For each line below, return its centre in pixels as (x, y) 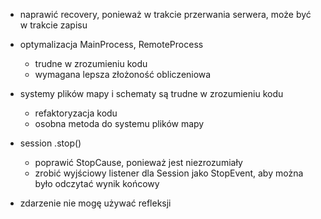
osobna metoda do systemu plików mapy (119, 123)
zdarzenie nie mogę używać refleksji (95, 203)
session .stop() (50, 143)
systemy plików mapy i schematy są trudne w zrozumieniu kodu (151, 93)
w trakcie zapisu (53, 25)
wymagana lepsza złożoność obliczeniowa (123, 74)
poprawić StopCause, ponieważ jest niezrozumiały (138, 162)
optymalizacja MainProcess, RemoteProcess (111, 44)
